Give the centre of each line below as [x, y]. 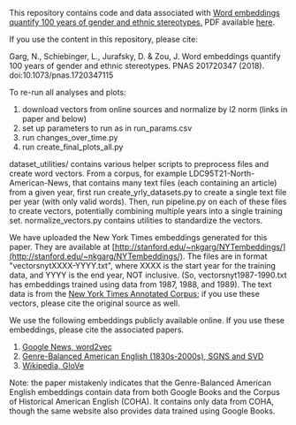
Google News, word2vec [67, 347]
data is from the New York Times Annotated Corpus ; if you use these [135, 294]
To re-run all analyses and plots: [68, 92]
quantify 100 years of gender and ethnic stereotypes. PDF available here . [142, 22]
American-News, [40, 183]
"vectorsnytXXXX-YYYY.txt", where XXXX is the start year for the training [143, 266]
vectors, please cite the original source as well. [95, 303]
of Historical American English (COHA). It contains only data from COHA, [141, 402]
